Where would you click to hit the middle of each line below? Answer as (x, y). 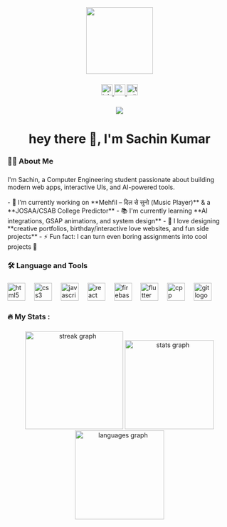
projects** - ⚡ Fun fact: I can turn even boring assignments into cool (107, 236)
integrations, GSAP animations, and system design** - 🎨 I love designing (114, 220)
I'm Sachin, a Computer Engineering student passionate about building (111, 179)
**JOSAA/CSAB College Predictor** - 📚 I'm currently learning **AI (107, 211)
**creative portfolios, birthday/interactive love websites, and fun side (108, 228)
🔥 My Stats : (29, 316)
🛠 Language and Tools (48, 265)
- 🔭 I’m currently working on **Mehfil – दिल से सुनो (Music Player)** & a (109, 202)
